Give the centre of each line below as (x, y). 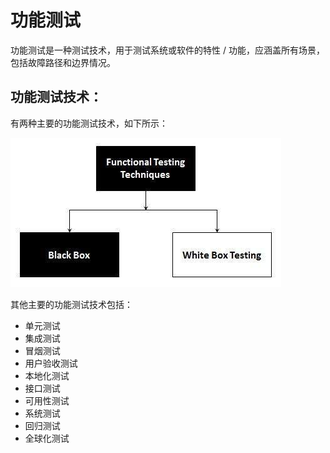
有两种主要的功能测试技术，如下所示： (89, 123)
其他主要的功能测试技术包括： (71, 304)
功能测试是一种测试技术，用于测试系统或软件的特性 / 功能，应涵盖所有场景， (167, 50)
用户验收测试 (51, 363)
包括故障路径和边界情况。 (63, 62)
